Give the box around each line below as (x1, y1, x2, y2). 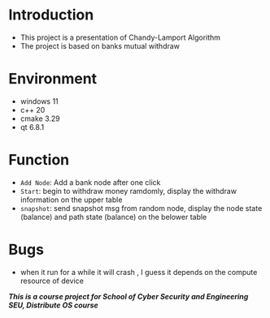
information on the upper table (20, 195, 123, 204)
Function (8, 151, 70, 170)
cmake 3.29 (20, 114, 60, 123)
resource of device (20, 276, 84, 286)
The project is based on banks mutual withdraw (20, 41, 181, 50)
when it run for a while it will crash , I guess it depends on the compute (20, 267, 258, 277)
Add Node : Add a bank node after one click (20, 177, 161, 187)
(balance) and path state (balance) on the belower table (20, 212, 207, 221)
